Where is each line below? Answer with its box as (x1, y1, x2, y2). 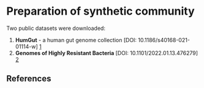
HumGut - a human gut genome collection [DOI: (15, 36, 137, 43)
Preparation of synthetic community (6, 4, 195, 18)
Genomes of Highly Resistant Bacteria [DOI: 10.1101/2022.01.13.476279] (15, 49, 198, 56)
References (6, 73, 51, 84)
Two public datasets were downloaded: (6, 24, 106, 32)
